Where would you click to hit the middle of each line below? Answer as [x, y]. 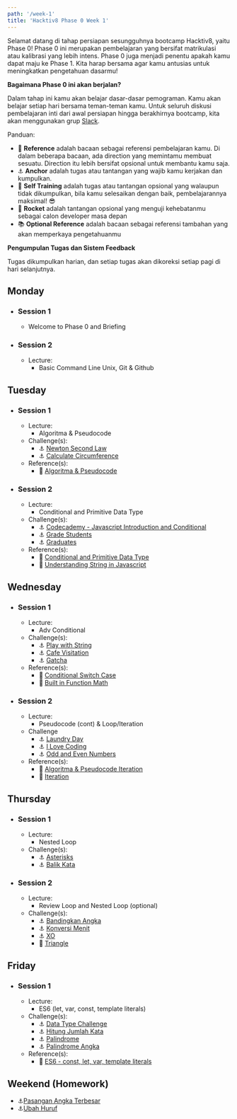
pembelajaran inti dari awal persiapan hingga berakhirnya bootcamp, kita [114, 113]
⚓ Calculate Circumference [79, 456]
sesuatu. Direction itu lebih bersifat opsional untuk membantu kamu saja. [123, 163]
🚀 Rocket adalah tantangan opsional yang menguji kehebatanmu [112, 208]
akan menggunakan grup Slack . [54, 120]
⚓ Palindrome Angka [69, 1046]
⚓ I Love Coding [63, 747]
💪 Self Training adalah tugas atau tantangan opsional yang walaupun [118, 185]
